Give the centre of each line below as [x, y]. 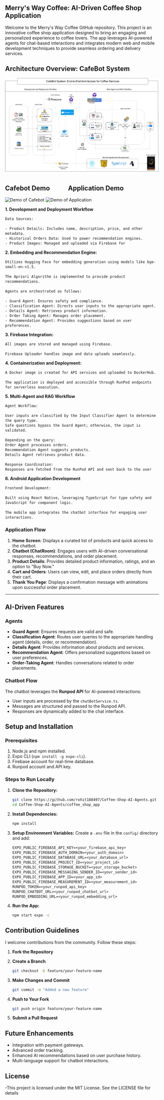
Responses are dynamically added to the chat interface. [68, 711]
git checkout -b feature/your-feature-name [57, 971]
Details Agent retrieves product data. [46, 455]
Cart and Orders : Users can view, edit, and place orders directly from [82, 572]
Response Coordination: [29, 465]
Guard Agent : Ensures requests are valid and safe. [63, 632]
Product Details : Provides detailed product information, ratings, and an [83, 561]
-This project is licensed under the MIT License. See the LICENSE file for [78, 1088]
